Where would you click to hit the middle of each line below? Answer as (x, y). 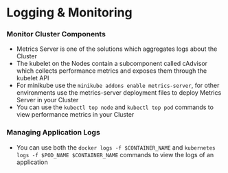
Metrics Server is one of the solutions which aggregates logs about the (117, 49)
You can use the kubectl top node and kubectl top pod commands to (115, 107)
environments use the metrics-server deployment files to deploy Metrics (119, 93)
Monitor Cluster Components (56, 34)
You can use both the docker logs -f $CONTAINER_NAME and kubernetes (116, 147)
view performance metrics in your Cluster (75, 115)
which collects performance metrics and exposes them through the (112, 71)
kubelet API (33, 78)
